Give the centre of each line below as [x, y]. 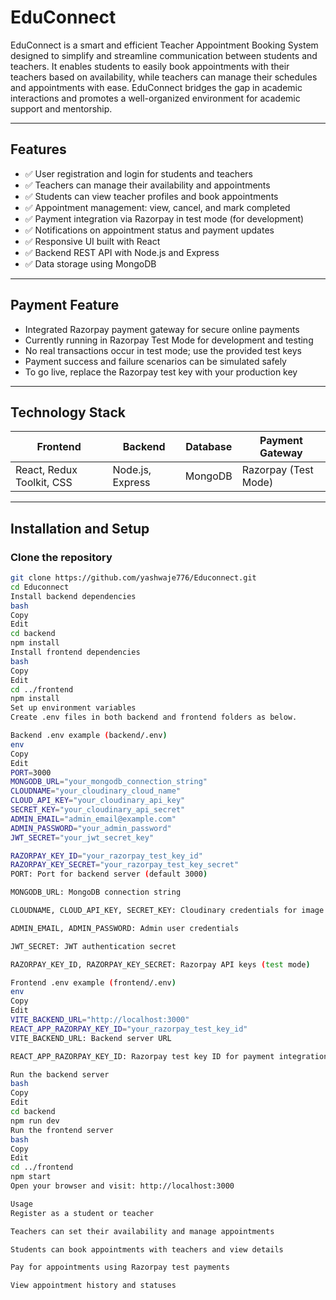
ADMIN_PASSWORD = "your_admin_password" [91, 828]
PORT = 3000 [31, 772]
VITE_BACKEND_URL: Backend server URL [91, 1038]
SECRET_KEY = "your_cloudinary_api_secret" [98, 810]
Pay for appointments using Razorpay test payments [120, 1267]
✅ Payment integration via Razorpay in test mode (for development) [164, 218]
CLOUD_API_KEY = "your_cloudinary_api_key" [98, 801]
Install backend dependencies [73, 596]
